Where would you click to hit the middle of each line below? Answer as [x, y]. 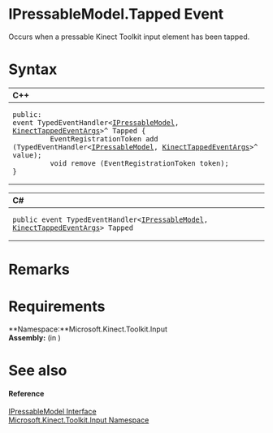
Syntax [33, 69]
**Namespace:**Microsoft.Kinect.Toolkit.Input [88, 329]
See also [38, 371]
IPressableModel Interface [52, 412]
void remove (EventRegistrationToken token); [139, 163]
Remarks [39, 270]
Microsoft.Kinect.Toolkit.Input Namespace [79, 420]
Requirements [57, 307]
